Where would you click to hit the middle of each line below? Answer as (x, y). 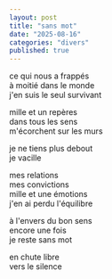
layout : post (33, 17)
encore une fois (38, 230)
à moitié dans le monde (52, 86)
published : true (39, 51)
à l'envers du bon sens (51, 221)
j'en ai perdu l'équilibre (51, 204)
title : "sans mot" (43, 26)
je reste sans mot (41, 240)
